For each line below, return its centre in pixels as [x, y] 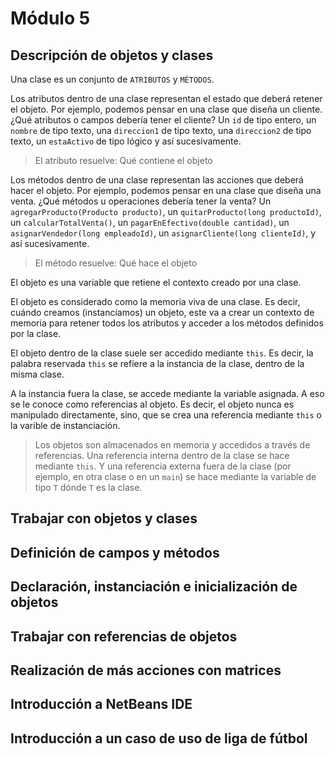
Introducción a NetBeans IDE [101, 704]
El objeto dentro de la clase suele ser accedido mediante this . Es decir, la [162, 353]
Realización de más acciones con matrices [146, 670]
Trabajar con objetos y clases [104, 518]
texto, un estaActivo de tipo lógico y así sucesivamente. [126, 141]
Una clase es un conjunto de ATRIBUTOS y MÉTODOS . [112, 79]
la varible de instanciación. [65, 425]
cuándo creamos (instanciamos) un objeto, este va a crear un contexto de [162, 312]
